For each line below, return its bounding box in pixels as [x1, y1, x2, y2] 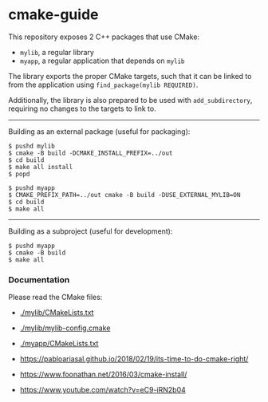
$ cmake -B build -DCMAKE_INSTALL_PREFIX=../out [8, 149, 173, 157]
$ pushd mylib [8, 142, 56, 150]
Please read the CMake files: [8, 293, 103, 302]
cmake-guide [8, 6, 99, 24]
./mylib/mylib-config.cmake [19, 323, 111, 333]
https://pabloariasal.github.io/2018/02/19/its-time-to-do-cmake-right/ [19, 354, 249, 364]
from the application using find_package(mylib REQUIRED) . [8, 80, 199, 89]
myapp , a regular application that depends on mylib [19, 56, 185, 65]
